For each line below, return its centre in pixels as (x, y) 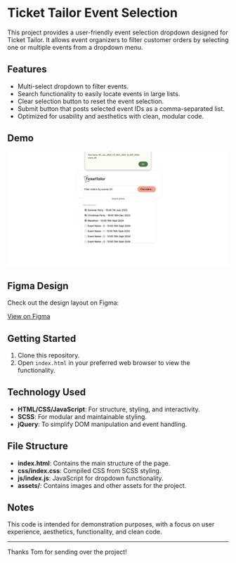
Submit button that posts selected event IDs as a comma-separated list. (121, 108)
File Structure (38, 446)
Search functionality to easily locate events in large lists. (99, 93)
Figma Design (38, 286)
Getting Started (42, 338)
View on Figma (29, 317)
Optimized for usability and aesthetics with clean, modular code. (111, 116)
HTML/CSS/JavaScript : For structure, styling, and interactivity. (109, 409)
